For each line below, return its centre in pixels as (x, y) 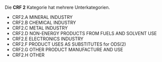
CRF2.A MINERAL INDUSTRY (42, 17)
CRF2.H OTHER (28, 55)
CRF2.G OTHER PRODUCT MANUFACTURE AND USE (68, 50)
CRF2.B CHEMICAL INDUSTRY (44, 23)
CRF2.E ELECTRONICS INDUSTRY (48, 39)
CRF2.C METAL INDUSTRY (40, 28)
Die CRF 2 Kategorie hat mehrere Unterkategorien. (57, 7)
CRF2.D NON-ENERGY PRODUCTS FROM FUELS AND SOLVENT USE (85, 33)
